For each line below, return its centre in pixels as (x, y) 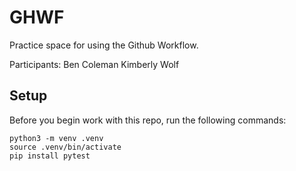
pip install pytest (50, 156)
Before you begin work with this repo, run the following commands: (148, 120)
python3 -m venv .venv (56, 138)
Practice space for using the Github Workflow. (104, 45)
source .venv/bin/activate (65, 147)
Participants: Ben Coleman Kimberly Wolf (94, 64)
